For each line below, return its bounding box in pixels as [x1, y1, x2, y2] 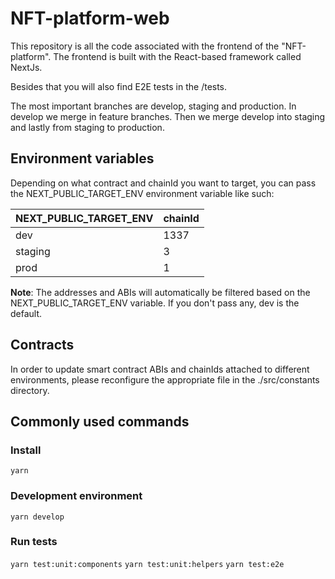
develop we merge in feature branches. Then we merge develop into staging [10, 110, 326, 122]
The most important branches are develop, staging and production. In [10, 100, 297, 112]
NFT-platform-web [10, 7, 170, 30]
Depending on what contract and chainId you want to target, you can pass [10, 177, 317, 189]
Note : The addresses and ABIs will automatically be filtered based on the [10, 286, 311, 298]
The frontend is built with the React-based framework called [53, 50, 302, 62]
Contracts [10, 337, 75, 354]
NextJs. [10, 61, 43, 73]
